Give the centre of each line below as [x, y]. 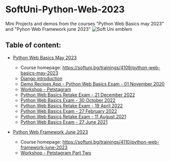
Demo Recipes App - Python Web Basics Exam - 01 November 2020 [92, 84]
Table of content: [33, 45]
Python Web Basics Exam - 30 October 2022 [68, 100]
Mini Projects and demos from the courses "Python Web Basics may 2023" [85, 24]
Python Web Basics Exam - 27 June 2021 [64, 122]
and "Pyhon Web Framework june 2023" [48, 29]
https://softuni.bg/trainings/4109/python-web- [111, 67]
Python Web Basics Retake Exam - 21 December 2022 [78, 95]
